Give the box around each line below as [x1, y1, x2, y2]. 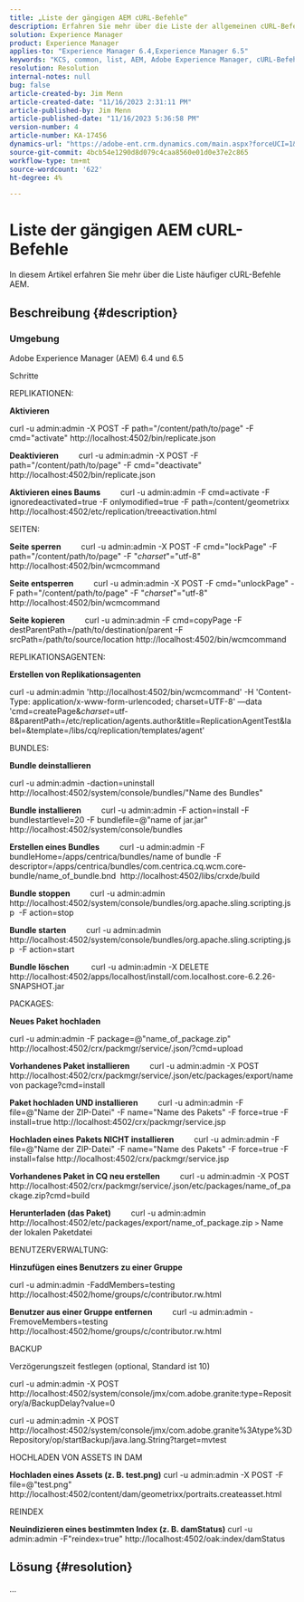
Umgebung [9, 332, 61, 345]
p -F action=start [9, 943, 75, 955]
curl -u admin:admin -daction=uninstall [9, 777, 156, 788]
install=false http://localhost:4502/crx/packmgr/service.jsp [9, 1153, 230, 1164]
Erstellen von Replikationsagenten [9, 669, 142, 680]
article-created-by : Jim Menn [9, 89, 124, 98]
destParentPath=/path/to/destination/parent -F [9, 624, 184, 634]
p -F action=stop [9, 907, 74, 918]
